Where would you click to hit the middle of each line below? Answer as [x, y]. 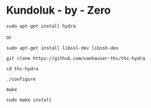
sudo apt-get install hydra [41, 26]
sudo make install [29, 100]
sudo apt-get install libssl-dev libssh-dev [62, 48]
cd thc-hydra [22, 69]
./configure [21, 79]
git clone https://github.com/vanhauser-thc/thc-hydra [76, 58]
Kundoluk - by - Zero [59, 10]
